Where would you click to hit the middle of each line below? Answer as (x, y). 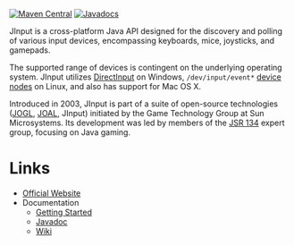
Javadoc (51, 221)
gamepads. (30, 50)
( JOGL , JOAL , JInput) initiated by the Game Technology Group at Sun (137, 113)
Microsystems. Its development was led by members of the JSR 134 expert (147, 122)
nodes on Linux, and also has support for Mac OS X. (105, 86)
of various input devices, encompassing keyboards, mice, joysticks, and (142, 41)
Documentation (50, 202)
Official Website (51, 193)
